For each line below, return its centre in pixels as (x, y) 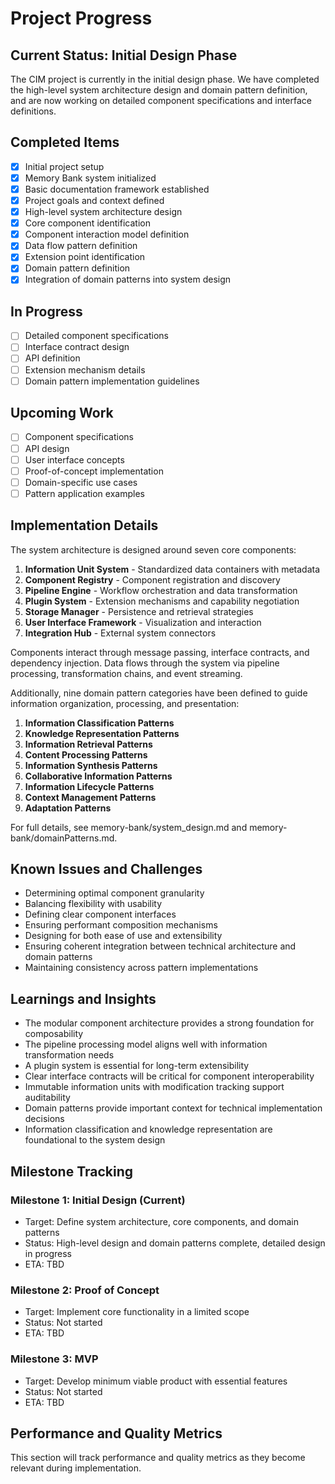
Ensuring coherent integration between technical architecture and (160, 946)
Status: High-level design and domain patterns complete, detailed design (175, 1243)
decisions (44, 1119)
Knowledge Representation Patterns (102, 733)
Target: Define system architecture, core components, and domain (161, 1221)
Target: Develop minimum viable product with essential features (156, 1381)
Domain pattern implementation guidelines (112, 381)
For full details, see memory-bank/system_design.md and (129, 827)
